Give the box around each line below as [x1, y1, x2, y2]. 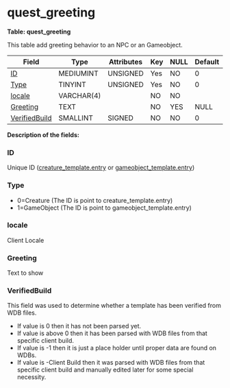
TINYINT [58, 80, 87, 89]
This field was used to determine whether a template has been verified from [7, 302, 221, 310]
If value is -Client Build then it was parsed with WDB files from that [16, 359, 205, 367]
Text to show [7, 269, 44, 277]
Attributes [108, 57, 143, 66]
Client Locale [7, 236, 44, 244]
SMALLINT [58, 113, 94, 123]
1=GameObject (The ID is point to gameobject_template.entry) [16, 204, 192, 212]
